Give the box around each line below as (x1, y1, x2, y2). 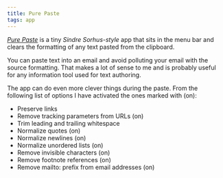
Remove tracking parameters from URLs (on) (16, 111, 144, 120)
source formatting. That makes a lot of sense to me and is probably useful (7, 63, 216, 71)
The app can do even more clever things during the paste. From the (7, 84, 198, 92)
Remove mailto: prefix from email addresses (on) (16, 163, 155, 171)
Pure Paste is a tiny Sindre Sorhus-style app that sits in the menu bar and (7, 35, 214, 43)
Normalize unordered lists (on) (16, 141, 104, 149)
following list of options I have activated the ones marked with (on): (7, 91, 197, 100)
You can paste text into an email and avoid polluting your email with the (7, 56, 209, 64)
